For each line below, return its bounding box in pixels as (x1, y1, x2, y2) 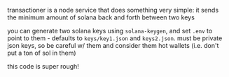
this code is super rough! (7, 62, 79, 70)
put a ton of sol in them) (7, 49, 76, 57)
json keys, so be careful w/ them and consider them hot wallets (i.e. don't (7, 42, 219, 49)
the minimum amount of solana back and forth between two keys (7, 13, 195, 22)
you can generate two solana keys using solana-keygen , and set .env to (7, 27, 213, 35)
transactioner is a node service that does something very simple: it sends (7, 6, 219, 14)
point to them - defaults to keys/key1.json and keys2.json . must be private (7, 34, 223, 42)
